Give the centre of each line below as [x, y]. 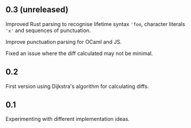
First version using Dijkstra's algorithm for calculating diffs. [77, 86]
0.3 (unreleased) [37, 10]
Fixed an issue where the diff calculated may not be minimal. [79, 53]
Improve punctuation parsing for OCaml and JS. [64, 41]
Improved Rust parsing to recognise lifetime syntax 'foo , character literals [96, 24]
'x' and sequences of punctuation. [48, 30]
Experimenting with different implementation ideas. [68, 119]
